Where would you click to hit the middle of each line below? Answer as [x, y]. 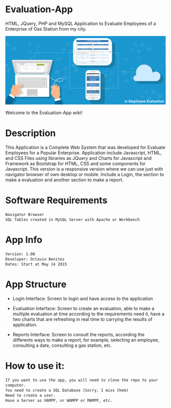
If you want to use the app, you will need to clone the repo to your [82, 380]
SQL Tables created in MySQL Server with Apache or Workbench [73, 220]
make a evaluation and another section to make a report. [64, 180]
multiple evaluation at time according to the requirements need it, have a [88, 314]
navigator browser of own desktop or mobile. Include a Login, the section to [85, 174]
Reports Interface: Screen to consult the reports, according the [79, 334]
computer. [16, 385]
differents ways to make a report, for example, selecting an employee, [86, 340]
